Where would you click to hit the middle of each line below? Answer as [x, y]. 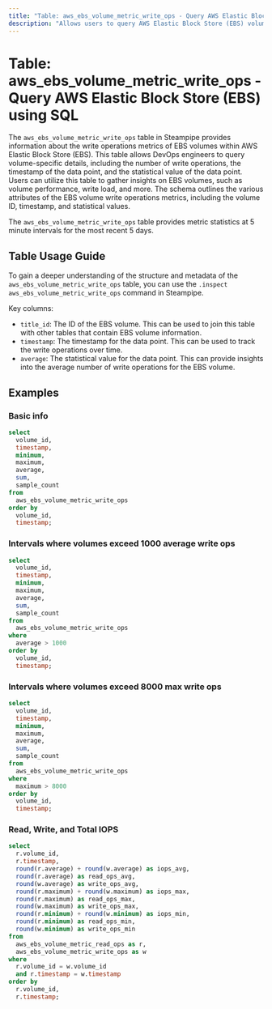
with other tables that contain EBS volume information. [111, 333]
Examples [34, 392]
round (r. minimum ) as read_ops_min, [76, 922]
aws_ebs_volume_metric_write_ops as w [81, 952]
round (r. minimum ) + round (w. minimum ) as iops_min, [103, 914]
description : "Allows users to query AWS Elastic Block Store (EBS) [126, 23]
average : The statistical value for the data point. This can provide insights [142, 359]
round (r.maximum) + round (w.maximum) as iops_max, [103, 892]
